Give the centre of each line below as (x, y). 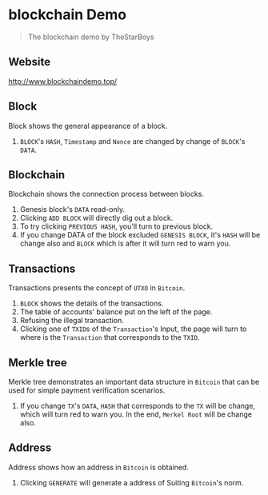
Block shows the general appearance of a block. (88, 126)
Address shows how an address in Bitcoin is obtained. (99, 467)
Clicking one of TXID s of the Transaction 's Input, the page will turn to (133, 329)
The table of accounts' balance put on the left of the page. (116, 312)
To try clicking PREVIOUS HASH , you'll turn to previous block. (116, 226)
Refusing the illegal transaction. (72, 321)
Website (29, 62)
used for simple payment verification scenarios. (87, 390)
